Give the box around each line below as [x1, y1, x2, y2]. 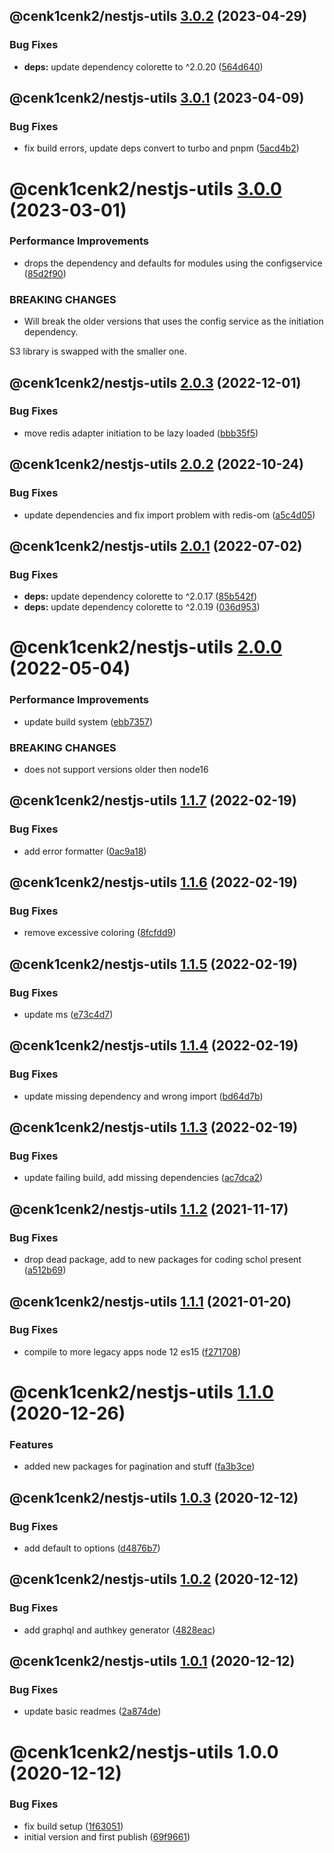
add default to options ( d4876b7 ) [23, 1542, 161, 1554]
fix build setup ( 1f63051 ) [23, 1820, 124, 1832]
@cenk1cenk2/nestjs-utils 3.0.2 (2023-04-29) [9, 8, 308, 25]
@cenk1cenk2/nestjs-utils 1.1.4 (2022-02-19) [9, 1037, 299, 1054]
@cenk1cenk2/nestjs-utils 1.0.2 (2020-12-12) [9, 1571, 299, 1588]
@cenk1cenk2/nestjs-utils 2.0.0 [9, 636, 283, 659]
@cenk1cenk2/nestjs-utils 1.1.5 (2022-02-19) [9, 955, 298, 973]
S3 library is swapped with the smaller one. [9, 345, 187, 358]
